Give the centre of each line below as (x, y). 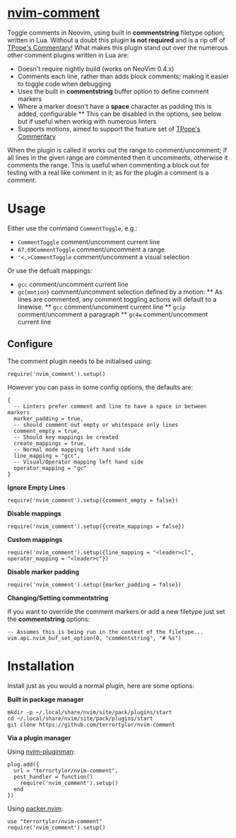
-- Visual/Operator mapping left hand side (78, 462)
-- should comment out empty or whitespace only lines (96, 425)
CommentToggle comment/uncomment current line (89, 242)
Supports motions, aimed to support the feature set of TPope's (109, 129)
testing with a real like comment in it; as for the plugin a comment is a (108, 172)
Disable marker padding (43, 572)
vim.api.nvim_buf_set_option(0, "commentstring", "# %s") (94, 638)
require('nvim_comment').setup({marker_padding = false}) (94, 584)
